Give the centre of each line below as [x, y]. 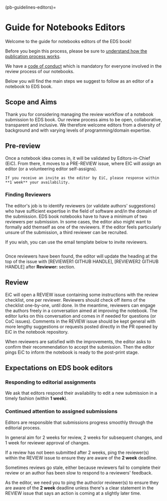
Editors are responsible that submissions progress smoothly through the [79, 422]
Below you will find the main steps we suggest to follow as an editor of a [79, 81]
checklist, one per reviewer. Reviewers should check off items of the [75, 300]
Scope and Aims [31, 102]
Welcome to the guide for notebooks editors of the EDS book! [68, 41]
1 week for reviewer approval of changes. [48, 442]
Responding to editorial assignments [51, 382]
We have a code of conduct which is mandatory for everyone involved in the [83, 66]
